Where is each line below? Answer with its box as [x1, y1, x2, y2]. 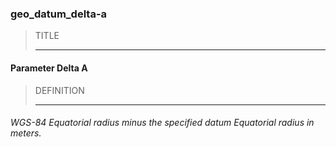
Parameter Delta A [10, 62, 88, 74]
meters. [10, 127, 42, 139]
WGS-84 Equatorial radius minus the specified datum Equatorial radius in [10, 117, 315, 129]
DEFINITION [34, 84, 85, 96]
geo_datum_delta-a [10, 7, 108, 21]
